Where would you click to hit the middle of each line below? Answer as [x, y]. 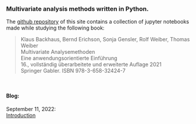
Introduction [21, 115]
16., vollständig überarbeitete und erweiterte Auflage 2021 [91, 64]
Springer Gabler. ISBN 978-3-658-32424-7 [73, 71]
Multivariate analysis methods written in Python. [77, 9]
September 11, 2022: [31, 109]
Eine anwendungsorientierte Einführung [69, 58]
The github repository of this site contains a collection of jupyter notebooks [98, 22]
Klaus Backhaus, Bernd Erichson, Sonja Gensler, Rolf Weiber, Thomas [105, 40]
